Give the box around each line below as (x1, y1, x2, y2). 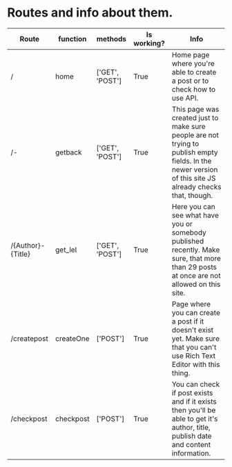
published (171, 236, 204, 246)
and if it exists (171, 397, 217, 406)
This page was (171, 104, 220, 114)
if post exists (171, 388, 213, 397)
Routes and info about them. (7, 5, 173, 21)
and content (171, 439, 211, 449)
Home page (171, 50, 210, 59)
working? (133, 38, 166, 48)
